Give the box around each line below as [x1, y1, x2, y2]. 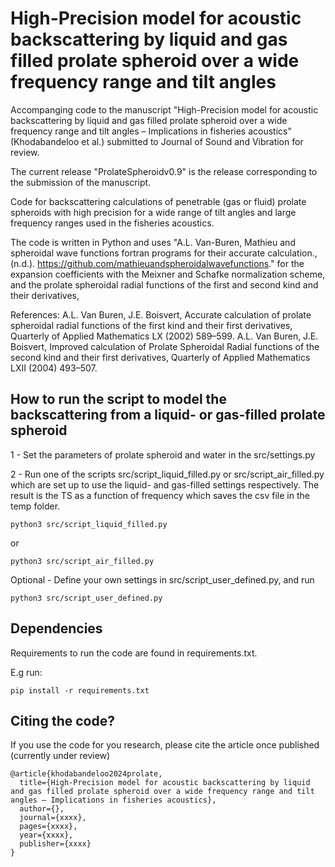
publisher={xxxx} [19, 839, 92, 849]
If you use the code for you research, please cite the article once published [10, 739, 320, 751]
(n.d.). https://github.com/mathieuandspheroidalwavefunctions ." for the [10, 257, 305, 269]
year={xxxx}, [19, 830, 74, 841]
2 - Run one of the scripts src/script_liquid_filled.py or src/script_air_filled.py [10, 468, 325, 480]
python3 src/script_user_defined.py [10, 593, 163, 603]
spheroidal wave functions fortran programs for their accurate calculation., [10, 247, 318, 259]
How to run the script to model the [10, 391, 227, 408]
